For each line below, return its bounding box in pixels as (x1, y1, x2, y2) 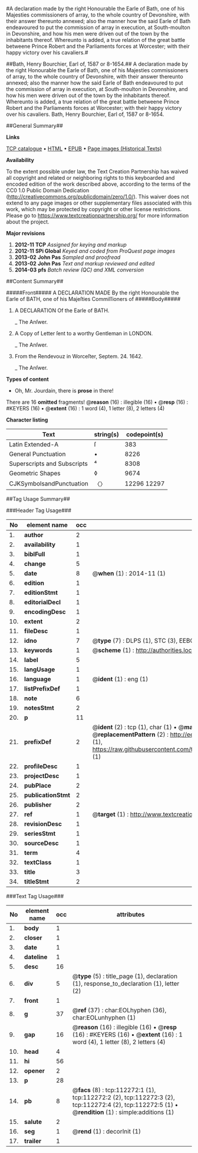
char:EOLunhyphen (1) (72, 1013, 136, 1022)
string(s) (94, 430, 120, 438)
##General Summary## (6, 122, 63, 129)
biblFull (24, 550, 45, 558)
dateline (24, 953, 48, 961)
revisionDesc (24, 820, 62, 828)
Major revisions (6, 230, 45, 237)
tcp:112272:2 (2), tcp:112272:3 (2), (72, 1093, 175, 1102)
